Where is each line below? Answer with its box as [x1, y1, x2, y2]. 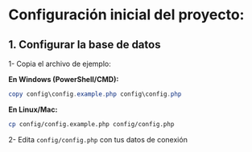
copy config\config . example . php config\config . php [8, 90, 182, 98]
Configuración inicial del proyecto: [8, 6, 245, 24]
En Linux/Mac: [8, 105, 58, 114]
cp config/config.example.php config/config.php [8, 120, 175, 128]
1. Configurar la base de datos [8, 38, 161, 51]
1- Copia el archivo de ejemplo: [8, 59, 111, 68]
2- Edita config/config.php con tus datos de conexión [8, 134, 188, 144]
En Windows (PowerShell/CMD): [8, 75, 119, 84]
